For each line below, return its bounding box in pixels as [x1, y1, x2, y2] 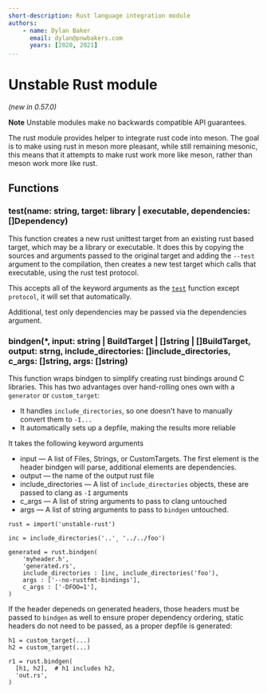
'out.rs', [15, 671, 48, 679]
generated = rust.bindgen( [8, 548, 98, 556]
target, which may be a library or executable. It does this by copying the [8, 242, 245, 251]
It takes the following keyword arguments [8, 438, 144, 448]
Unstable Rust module [8, 76, 158, 94]
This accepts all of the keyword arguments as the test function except [8, 283, 240, 292]
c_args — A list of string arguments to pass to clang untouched [19, 497, 227, 506]
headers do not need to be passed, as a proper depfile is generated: [8, 621, 233, 631]
